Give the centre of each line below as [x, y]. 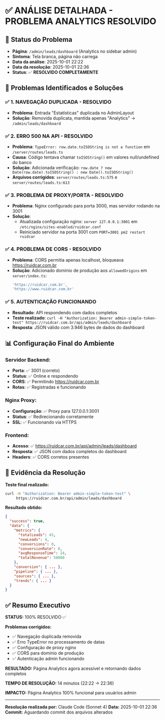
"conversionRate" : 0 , [40, 549]
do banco [22, 162]
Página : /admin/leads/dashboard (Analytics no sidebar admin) [74, 51]
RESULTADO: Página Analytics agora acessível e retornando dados [73, 669]
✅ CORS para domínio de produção [48, 653]
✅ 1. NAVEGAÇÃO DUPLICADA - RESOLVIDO [58, 102]
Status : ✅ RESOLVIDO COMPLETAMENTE [55, 72]
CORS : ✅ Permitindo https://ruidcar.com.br [56, 382]
